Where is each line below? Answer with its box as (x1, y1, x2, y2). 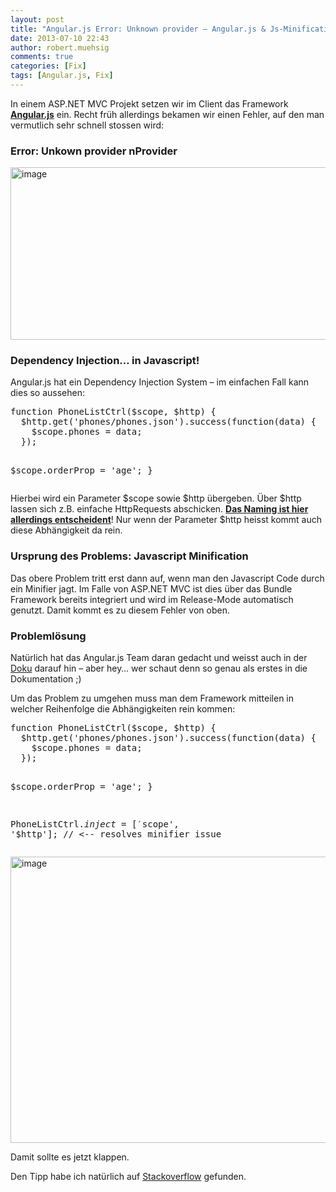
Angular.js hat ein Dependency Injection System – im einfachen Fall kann (10, 376, 310, 388)
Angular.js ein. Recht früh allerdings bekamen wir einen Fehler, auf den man (10, 108, 325, 120)
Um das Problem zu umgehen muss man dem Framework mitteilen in (10, 692, 295, 705)
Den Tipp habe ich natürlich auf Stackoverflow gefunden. (10, 1171, 247, 1183)
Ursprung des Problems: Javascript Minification (10, 549, 249, 563)
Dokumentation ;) (10, 673, 82, 685)
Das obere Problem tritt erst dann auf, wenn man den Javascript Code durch (10, 572, 325, 584)
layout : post (10, 14, 65, 25)
